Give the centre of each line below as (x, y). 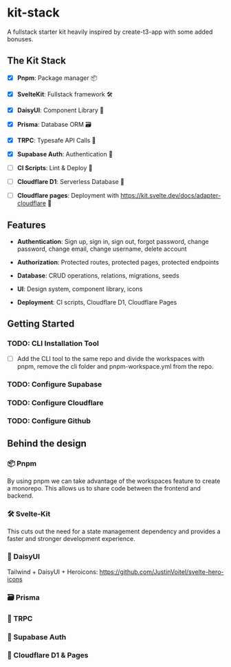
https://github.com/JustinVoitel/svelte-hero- (162, 572)
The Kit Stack (37, 61)
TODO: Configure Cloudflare (56, 402)
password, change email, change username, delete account (102, 249)
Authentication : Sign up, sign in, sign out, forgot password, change (113, 241)
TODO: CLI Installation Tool (53, 344)
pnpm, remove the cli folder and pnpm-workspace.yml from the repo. (115, 366)
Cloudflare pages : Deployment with (68, 196)
